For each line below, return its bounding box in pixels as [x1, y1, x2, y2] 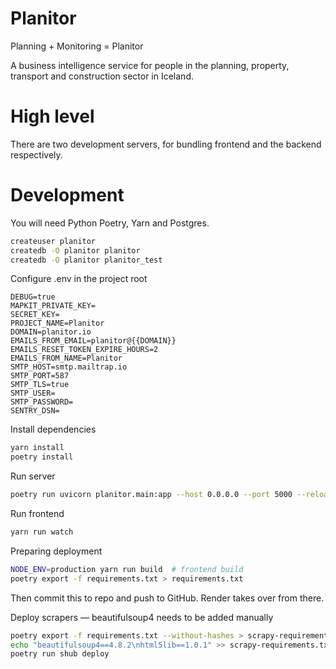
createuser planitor [10, 236, 97, 246]
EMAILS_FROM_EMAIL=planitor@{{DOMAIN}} [10, 336, 177, 346]
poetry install [10, 452, 74, 462]
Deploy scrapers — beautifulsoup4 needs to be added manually [10, 611, 274, 623]
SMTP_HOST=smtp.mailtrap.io [10, 362, 128, 372]
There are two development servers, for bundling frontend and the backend [10, 138, 322, 150]
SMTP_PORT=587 [10, 371, 70, 381]
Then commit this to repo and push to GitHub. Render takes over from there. [10, 592, 325, 604]
